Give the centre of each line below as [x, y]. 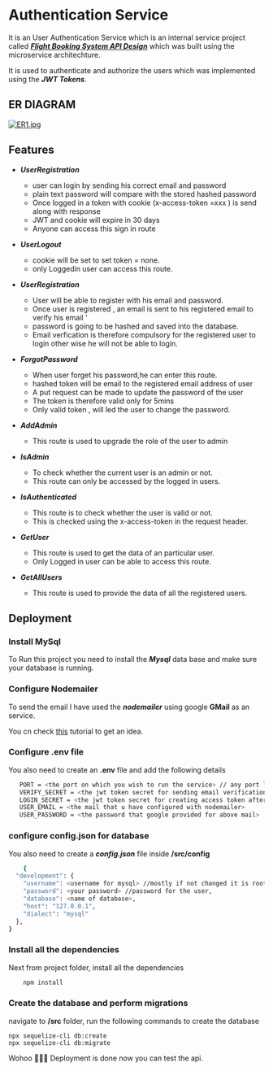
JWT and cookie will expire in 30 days [96, 220]
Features [31, 150]
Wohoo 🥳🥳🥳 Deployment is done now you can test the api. [106, 1058]
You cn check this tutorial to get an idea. [76, 731]
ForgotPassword [49, 359]
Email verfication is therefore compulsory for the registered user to [144, 334]
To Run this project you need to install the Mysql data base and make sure [133, 660]
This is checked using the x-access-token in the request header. [140, 521]
